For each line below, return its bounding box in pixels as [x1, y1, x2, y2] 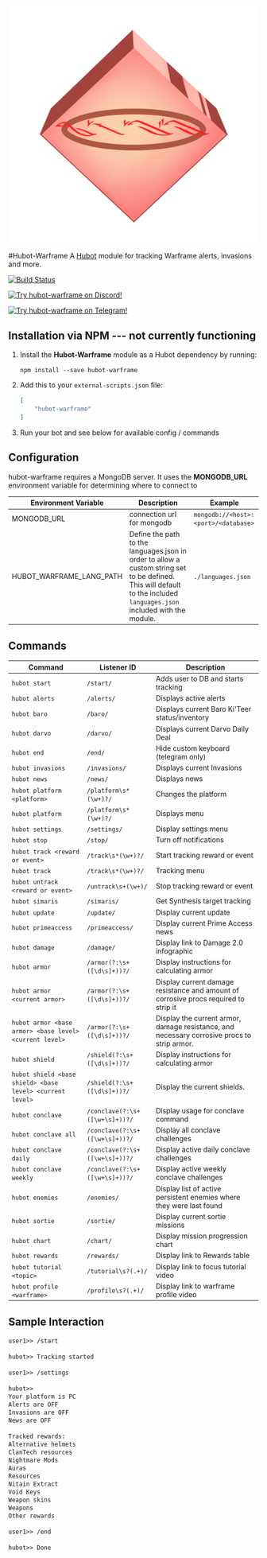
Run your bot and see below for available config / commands [19, 428, 220, 437]
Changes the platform [155, 790, 227, 798]
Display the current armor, [155, 1013, 242, 1023]
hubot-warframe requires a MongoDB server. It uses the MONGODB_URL [8, 472, 248, 481]
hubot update [11, 909, 55, 917]
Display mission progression [155, 1231, 248, 1241]
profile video [155, 1289, 197, 1299]
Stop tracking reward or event [155, 881, 253, 891]
